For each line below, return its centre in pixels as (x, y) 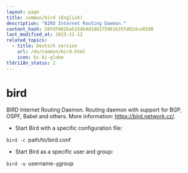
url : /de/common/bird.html (51, 52)
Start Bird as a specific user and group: (64, 152)
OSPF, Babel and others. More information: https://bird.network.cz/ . (91, 116)
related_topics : (27, 40)
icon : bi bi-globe (40, 57)
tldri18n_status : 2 (31, 63)
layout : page (23, 12)
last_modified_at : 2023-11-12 (45, 35)
